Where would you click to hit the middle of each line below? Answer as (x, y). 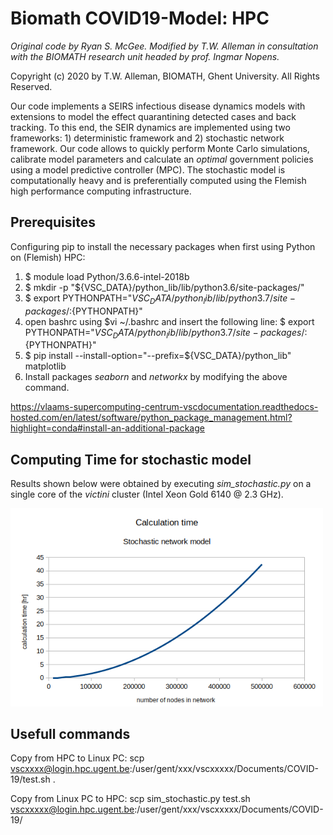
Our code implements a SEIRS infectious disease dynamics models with (158, 106)
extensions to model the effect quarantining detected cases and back (153, 116)
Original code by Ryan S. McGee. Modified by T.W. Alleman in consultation (164, 46)
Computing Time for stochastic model (131, 459)
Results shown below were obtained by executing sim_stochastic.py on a (161, 484)
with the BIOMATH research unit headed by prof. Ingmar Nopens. (145, 56)
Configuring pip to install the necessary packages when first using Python (163, 246)
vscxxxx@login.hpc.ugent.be (70, 769)
